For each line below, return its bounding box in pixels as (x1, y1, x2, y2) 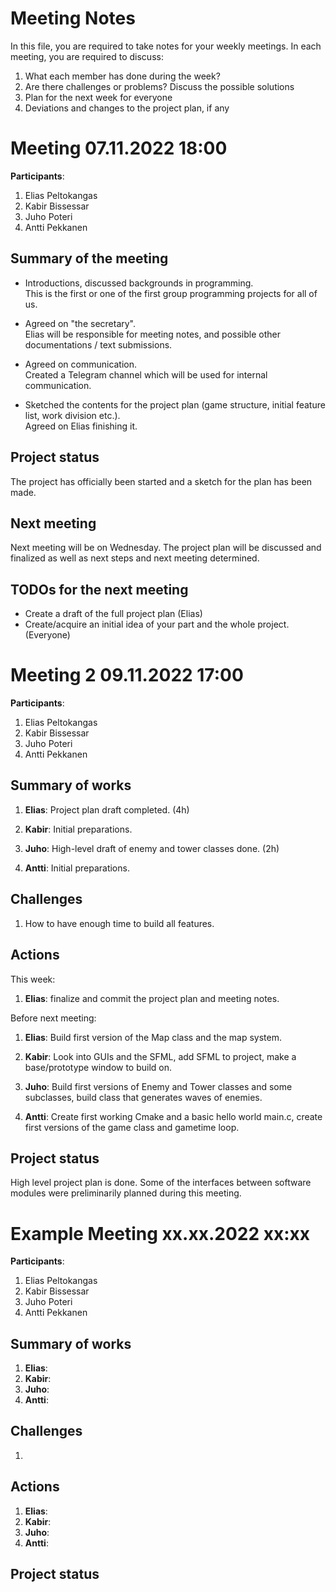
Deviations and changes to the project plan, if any (24, 102, 230, 114)
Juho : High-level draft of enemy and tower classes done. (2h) (24, 842, 280, 854)
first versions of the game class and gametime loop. (24, 1121, 240, 1133)
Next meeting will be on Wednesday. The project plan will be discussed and (10, 542, 322, 554)
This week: (10, 973, 56, 985)
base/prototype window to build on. (24, 1061, 173, 1073)
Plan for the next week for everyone (24, 91, 173, 103)
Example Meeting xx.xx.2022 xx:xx (10, 1222, 311, 1245)
